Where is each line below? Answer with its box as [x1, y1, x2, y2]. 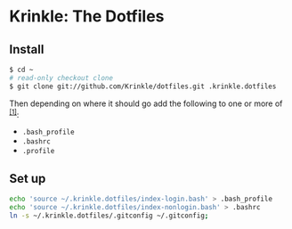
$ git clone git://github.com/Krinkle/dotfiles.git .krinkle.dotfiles [9, 82, 277, 91]
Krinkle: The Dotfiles [9, 6, 165, 27]
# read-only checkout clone [9, 73, 114, 82]
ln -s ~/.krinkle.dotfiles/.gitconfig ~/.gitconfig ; [9, 211, 209, 220]
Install [9, 42, 45, 57]
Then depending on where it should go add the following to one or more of [9, 98, 283, 109]
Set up [9, 171, 46, 186]
